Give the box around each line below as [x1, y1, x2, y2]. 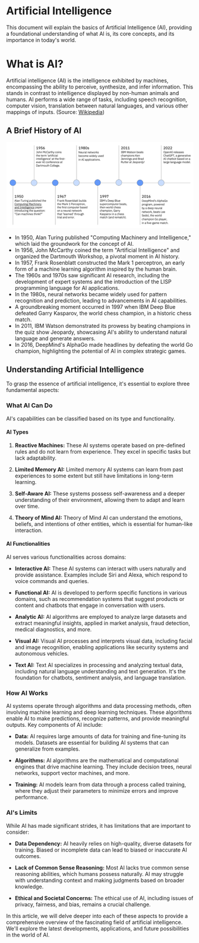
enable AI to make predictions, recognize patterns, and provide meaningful [6, 715, 189, 722]
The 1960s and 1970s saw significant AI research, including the [14, 271, 169, 279]
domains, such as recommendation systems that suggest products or [14, 596, 185, 603]
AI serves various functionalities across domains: [6, 553, 127, 561]
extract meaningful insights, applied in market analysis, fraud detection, [14, 619, 190, 627]
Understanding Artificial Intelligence [6, 364, 144, 375]
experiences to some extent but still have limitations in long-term [14, 472, 173, 479]
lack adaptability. [14, 454, 56, 461]
